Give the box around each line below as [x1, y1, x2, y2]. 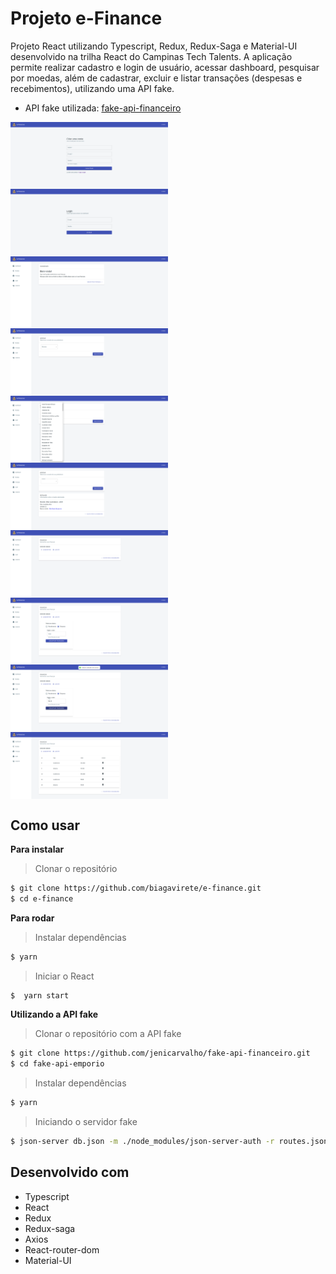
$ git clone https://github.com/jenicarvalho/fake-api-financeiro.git [10, 1048, 311, 1059]
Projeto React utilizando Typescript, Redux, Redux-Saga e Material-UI [10, 40, 298, 52]
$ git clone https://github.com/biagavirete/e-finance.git [10, 883, 262, 893]
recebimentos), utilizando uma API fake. [10, 82, 175, 94]
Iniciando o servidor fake [34, 1116, 138, 1128]
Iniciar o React [34, 970, 95, 982]
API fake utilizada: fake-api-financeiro [24, 102, 182, 114]
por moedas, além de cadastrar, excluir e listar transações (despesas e [10, 72, 303, 84]
